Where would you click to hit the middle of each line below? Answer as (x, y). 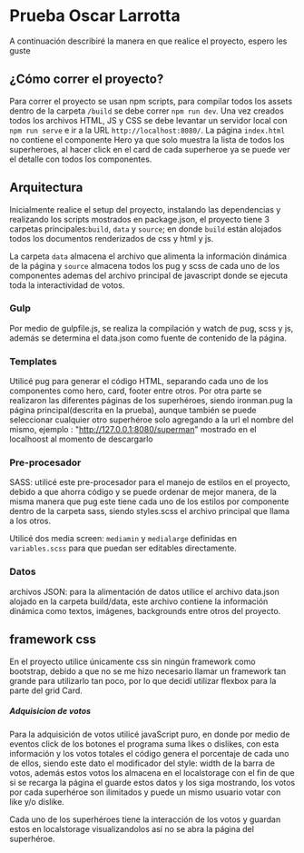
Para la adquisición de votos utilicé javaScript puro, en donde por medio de (150, 734)
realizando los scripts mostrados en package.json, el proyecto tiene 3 (140, 219)
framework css (53, 640)
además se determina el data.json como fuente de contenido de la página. (148, 338)
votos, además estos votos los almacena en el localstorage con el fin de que (152, 772)
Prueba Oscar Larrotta (95, 16)
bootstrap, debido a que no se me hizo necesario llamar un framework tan (148, 671)
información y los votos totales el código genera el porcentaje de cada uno (149, 753)
